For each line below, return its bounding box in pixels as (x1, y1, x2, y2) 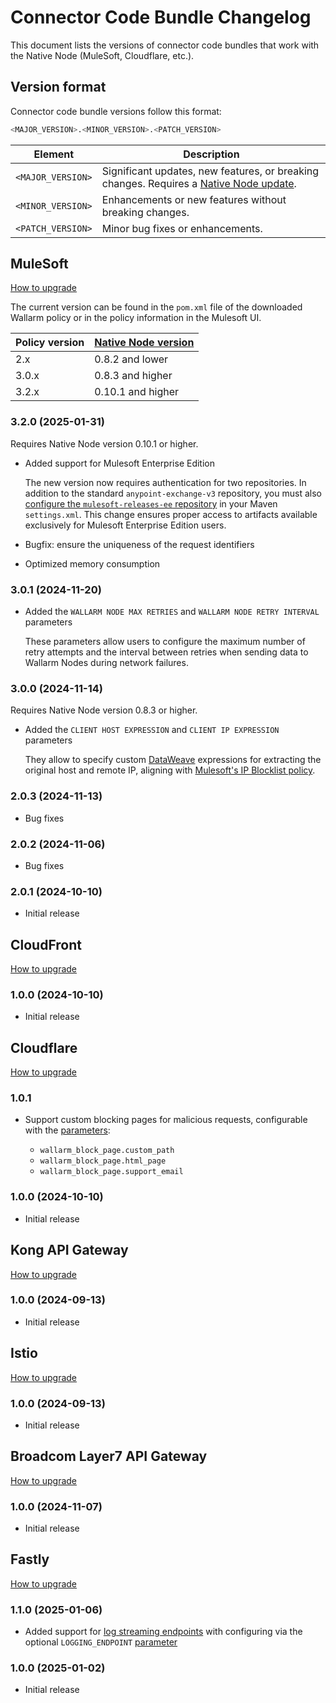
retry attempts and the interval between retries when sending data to (24, 646, 309, 658)
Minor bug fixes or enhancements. (101, 221, 263, 235)
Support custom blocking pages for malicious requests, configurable (24, 1114, 308, 1126)
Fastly (10, 1551, 50, 1568)
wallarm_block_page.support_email (39, 1167, 184, 1177)
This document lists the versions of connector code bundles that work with (10, 39, 320, 51)
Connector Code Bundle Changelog (10, 6, 312, 29)
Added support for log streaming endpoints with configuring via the (24, 1626, 303, 1638)
